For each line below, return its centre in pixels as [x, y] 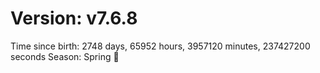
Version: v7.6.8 [74, 18]
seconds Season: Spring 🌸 [65, 56]
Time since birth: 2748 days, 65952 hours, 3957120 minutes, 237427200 [160, 46]
